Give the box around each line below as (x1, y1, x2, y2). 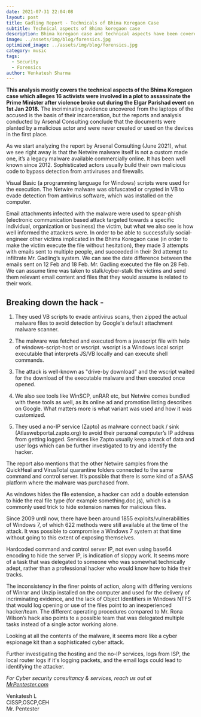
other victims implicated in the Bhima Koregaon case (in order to (29, 236, 188, 243)
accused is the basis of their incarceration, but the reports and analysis (6, 112, 182, 119)
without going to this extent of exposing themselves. (6, 534, 136, 541)
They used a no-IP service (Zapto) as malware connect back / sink (14, 423, 179, 431)
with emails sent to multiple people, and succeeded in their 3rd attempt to (6, 248, 188, 255)
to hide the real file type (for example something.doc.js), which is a (6, 497, 171, 504)
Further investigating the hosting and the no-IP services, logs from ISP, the (6, 650, 190, 658)
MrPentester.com (6, 681, 49, 688)
